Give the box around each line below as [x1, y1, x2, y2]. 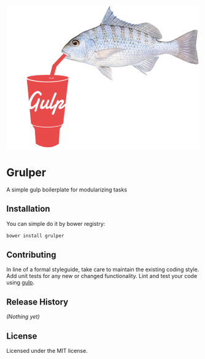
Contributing [6, 250, 56, 260]
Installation [6, 204, 50, 214]
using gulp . [6, 279, 35, 287]
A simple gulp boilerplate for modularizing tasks [6, 186, 128, 193]
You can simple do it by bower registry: [6, 220, 106, 227]
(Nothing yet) [6, 313, 40, 320]
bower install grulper [6, 233, 64, 239]
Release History [6, 296, 69, 307]
